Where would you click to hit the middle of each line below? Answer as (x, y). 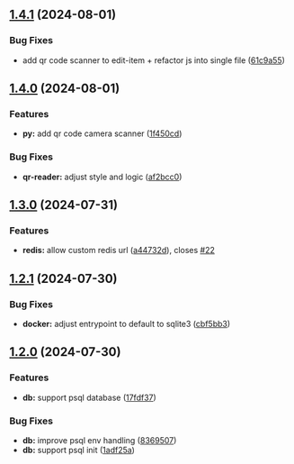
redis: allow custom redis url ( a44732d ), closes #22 (119, 250)
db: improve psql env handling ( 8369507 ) (99, 441)
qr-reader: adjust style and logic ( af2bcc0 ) (102, 177)
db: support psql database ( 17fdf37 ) (89, 397)
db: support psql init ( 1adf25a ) (78, 450)
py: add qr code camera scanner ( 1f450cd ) (102, 133)
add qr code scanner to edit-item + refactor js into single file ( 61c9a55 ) (154, 60)
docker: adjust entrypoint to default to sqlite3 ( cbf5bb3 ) (126, 324)
